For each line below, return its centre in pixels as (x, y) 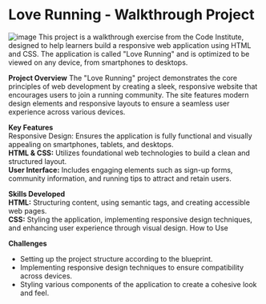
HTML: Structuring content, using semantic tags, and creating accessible (129, 202)
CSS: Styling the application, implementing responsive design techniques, (130, 219)
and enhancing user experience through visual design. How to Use (118, 228)
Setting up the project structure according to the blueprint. (117, 258)
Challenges (28, 243)
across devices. (46, 276)
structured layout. (38, 161)
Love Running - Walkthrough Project (131, 15)
